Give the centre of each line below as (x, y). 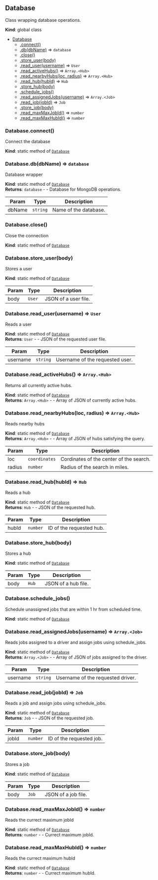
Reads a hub (18, 493)
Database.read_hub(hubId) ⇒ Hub (46, 482)
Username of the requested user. (94, 360)
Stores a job (17, 764)
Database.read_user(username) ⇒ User (53, 313)
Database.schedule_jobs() (38, 598)
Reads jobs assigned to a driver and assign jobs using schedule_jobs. (76, 642)
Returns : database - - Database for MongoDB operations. (63, 189)
